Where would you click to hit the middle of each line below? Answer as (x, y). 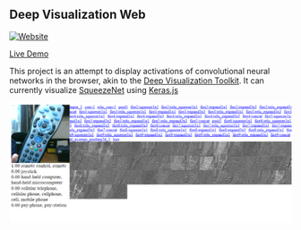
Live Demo (29, 54)
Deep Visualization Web (77, 15)
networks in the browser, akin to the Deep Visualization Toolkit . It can (137, 81)
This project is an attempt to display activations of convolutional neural (140, 71)
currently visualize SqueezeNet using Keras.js (94, 89)
